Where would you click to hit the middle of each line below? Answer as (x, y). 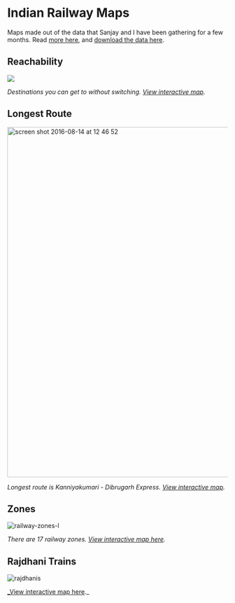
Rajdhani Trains (42, 561)
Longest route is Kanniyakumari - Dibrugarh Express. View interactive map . (116, 487)
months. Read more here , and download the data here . (86, 39)
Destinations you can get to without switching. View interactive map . (106, 92)
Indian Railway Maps (69, 13)
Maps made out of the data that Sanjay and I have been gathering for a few (115, 32)
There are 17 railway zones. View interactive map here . (86, 539)
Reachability (35, 62)
